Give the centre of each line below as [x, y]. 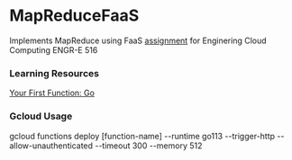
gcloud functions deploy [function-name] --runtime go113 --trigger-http [142, 136]
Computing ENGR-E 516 [54, 49]
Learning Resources [54, 73]
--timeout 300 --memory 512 [148, 146]
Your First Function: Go [52, 93]
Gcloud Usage [41, 116]
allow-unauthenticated [51, 146]
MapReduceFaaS [74, 16]
